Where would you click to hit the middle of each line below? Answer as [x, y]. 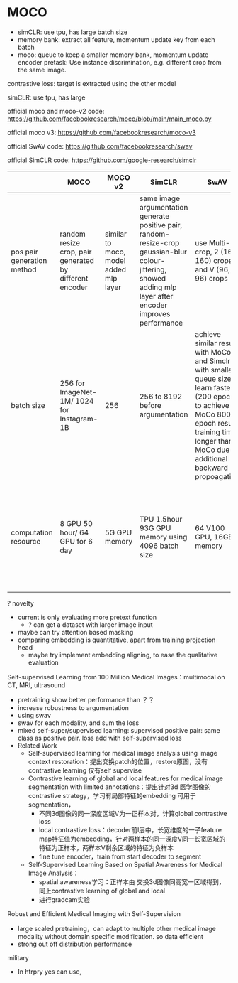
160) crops [214, 260]
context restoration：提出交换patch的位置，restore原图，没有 [118, 761]
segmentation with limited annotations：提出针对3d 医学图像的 [119, 787]
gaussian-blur [163, 252]
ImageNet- [78, 392]
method [24, 269]
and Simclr [212, 361]
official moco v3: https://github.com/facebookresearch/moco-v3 [102, 132]
